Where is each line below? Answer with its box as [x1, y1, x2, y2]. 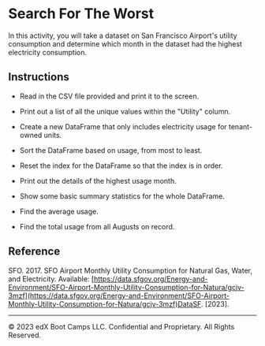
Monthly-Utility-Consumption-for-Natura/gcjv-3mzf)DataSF [8, 299, 202, 308]
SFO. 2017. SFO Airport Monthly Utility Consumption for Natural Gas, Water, [8, 266, 252, 275]
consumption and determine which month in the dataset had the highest [8, 39, 243, 48]
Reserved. [8, 330, 42, 340]
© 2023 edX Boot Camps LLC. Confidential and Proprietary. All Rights [8, 322, 235, 331]
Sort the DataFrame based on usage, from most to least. [19, 145, 203, 154]
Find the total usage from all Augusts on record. [19, 221, 175, 231]
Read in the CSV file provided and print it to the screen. [19, 91, 200, 101]
